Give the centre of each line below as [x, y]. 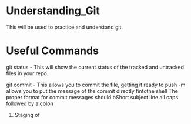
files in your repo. [27, 73]
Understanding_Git [53, 11]
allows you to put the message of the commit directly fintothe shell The [92, 91]
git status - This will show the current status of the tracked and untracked [95, 67]
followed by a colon [30, 103]
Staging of [27, 115]
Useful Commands [52, 51]
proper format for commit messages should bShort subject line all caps [92, 97]
